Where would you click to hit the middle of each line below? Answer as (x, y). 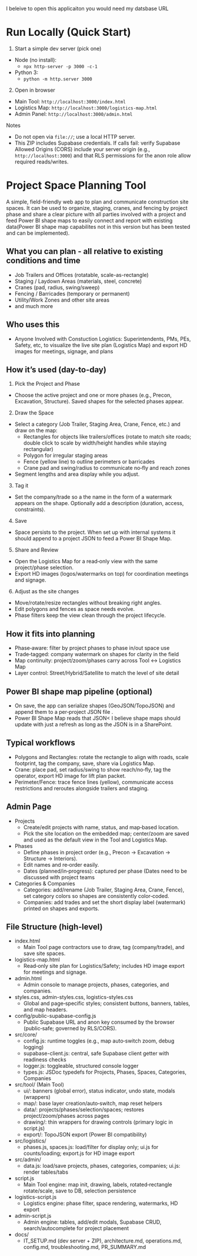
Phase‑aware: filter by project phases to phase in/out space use (92, 648)
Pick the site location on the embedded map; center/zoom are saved (106, 833)
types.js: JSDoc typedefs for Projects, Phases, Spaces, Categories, (105, 1072)
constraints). (30, 510)
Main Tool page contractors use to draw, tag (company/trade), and (104, 947)
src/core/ (26, 1035)
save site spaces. (44, 953)
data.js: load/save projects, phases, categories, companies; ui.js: (102, 1166)
